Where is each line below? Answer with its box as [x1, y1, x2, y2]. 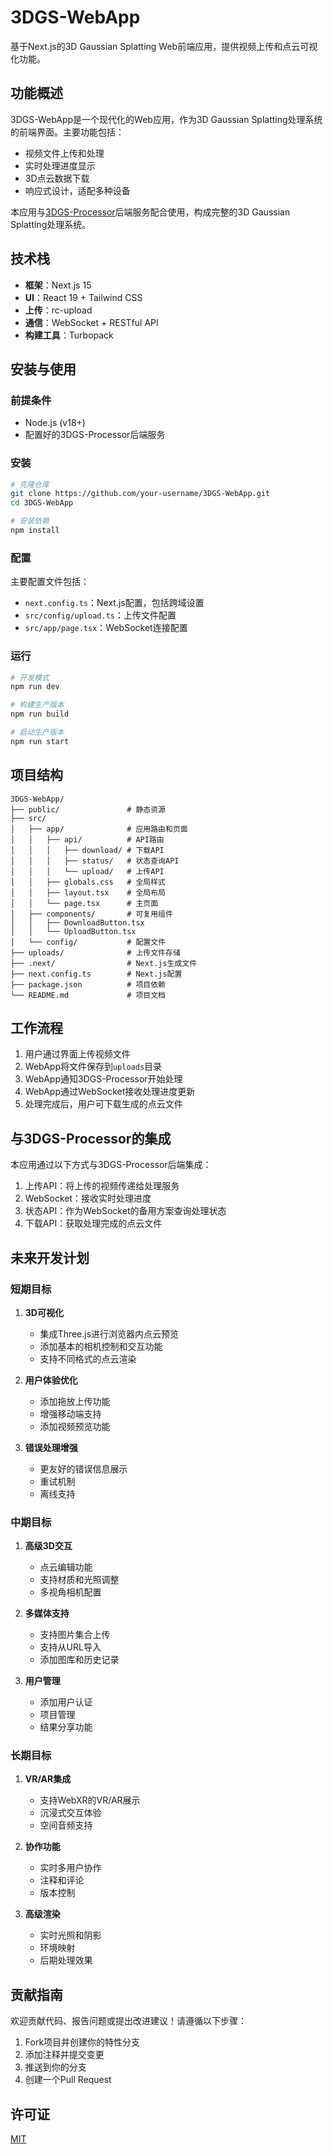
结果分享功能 [39, 1721, 93, 1733]
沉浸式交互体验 [39, 1807, 102, 1819]
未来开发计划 [10, 1249, 90, 1266]
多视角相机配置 [39, 1586, 102, 1598]
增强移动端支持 [39, 1407, 102, 1420]
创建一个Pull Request [24, 2074, 112, 2086]
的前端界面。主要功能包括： [10, 126, 125, 138]
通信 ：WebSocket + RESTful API [24, 316, 159, 328]
